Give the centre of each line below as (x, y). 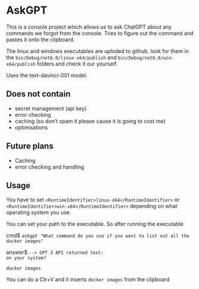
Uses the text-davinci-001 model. (47, 75)
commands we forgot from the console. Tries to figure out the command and (100, 33)
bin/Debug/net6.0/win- (146, 58)
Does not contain (38, 94)
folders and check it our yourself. (77, 64)
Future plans (30, 146)
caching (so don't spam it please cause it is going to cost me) (90, 121)
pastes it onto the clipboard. (41, 39)
